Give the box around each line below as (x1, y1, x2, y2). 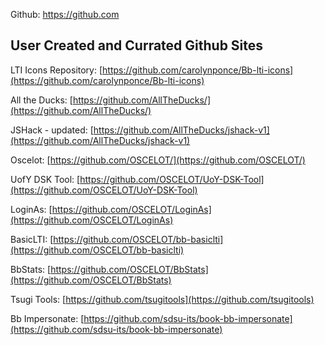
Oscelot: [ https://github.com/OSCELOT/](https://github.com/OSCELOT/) (10, 154, 306, 166)
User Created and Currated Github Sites (10, 37, 264, 54)
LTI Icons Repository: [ (10, 64, 103, 76)
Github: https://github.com (10, 9, 120, 20)
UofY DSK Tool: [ (10, 173, 81, 185)
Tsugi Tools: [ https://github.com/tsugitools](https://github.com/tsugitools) (10, 293, 315, 305)
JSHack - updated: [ (10, 124, 94, 136)
